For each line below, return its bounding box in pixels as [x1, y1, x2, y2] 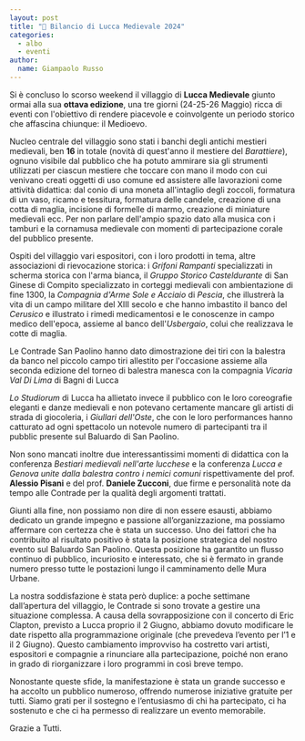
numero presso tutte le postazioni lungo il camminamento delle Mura [9, 562, 267, 574]
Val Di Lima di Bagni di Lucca [9, 375, 119, 386]
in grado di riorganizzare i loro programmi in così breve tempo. [9, 658, 244, 669]
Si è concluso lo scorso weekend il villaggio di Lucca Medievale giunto [9, 88, 276, 100]
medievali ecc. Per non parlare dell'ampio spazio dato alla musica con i [9, 213, 276, 224]
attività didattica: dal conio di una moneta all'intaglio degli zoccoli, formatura [9, 184, 296, 195]
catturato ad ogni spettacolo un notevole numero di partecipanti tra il [9, 421, 268, 432]
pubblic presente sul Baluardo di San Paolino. [9, 430, 179, 442]
